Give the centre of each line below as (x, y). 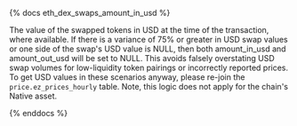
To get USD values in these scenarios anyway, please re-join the (127, 77)
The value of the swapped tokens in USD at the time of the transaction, (139, 30)
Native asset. (33, 96)
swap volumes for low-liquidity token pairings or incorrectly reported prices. (149, 67)
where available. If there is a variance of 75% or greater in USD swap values (148, 39)
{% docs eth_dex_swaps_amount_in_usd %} (90, 13)
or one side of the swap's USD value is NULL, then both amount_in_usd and (148, 49)
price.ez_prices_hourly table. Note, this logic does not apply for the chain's (149, 87)
